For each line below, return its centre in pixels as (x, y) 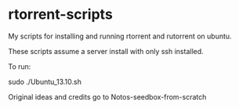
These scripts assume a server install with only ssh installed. (106, 51)
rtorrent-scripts (61, 15)
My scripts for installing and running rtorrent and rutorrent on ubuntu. (120, 36)
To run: (20, 66)
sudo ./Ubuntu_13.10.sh (45, 82)
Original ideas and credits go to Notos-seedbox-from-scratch (107, 96)
